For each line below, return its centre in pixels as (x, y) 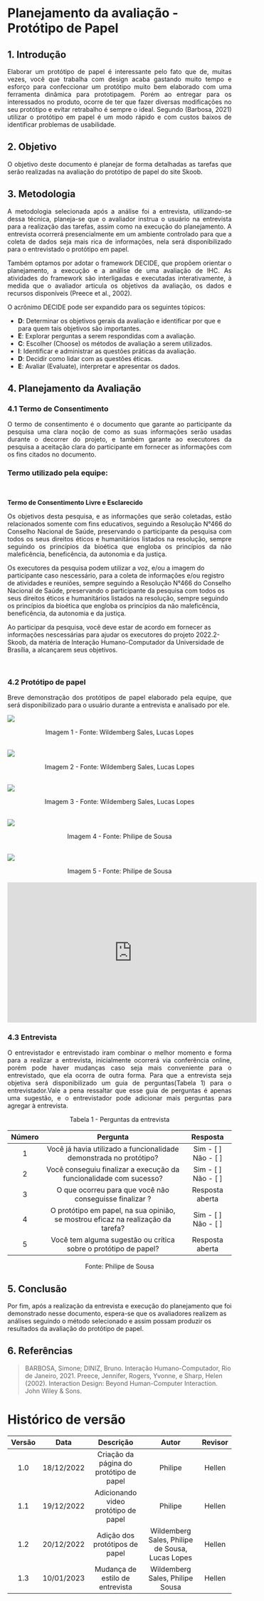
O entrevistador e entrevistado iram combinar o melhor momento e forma (120, 1053)
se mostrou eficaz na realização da (113, 1219)
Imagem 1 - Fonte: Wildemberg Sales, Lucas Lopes (120, 732)
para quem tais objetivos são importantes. (79, 328)
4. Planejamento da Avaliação (74, 388)
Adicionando (116, 1492)
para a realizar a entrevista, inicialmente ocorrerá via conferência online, (120, 1060)
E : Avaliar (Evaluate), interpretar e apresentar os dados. (99, 366)
